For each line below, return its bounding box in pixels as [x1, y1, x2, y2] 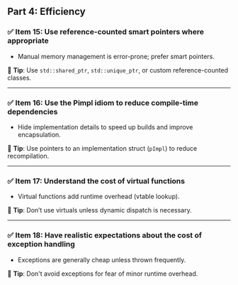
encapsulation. [17, 130, 62, 139]
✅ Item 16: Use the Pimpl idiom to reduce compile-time [7, 97, 198, 107]
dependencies [7, 107, 58, 117]
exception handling [7, 240, 76, 249]
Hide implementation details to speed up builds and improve [17, 122, 193, 131]
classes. [7, 73, 32, 82]
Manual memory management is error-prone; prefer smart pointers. [17, 52, 215, 60]
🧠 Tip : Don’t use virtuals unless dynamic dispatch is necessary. [7, 206, 193, 215]
